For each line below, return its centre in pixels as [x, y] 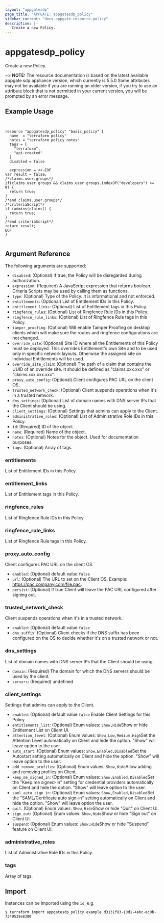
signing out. [24, 595]
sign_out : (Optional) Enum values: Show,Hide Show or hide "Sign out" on [84, 814]
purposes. [23, 442]
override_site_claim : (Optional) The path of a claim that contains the [82, 364]
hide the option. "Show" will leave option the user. [62, 803]
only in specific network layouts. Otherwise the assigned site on [77, 353]
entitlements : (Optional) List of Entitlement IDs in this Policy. [73, 301]
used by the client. [31, 676]
